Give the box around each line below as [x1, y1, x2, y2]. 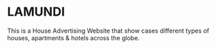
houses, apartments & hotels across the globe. [7, 33, 140, 42]
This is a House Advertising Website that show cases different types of [7, 27, 210, 35]
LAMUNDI [7, 4, 65, 20]
